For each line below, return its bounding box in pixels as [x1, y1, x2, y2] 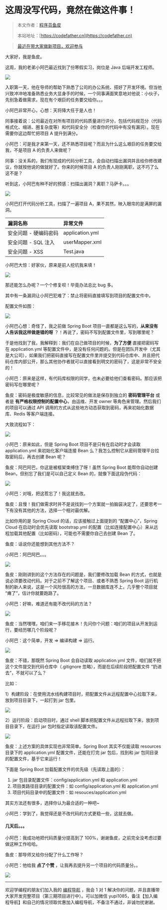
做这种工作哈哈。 [5, 841, 40, 847]
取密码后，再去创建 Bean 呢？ [5, 454, 66, 460]
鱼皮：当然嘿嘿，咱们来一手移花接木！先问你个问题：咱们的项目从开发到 [5, 621, 153, 627]
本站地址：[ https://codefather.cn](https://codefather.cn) [17, 32, 133, 38]
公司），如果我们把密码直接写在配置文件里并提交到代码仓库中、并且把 [13, 352, 156, 358]
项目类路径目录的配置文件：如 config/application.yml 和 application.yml [12, 783, 159, 789]
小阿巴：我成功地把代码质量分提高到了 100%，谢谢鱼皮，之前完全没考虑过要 [5, 835, 162, 841]
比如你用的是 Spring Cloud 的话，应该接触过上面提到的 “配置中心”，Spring [5, 518, 158, 523]
